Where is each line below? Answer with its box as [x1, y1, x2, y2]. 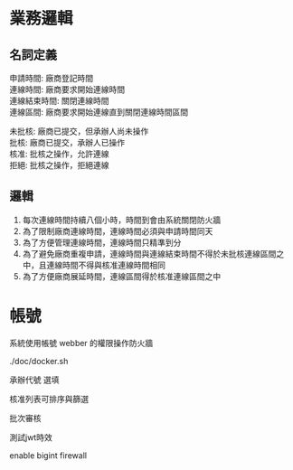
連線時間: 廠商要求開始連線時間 [9, 84, 125, 95]
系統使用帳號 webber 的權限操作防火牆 [9, 337, 154, 348]
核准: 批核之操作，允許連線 [9, 148, 109, 159]
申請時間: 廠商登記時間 [9, 73, 93, 83]
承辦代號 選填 [9, 374, 60, 385]
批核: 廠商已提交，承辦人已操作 [9, 137, 125, 147]
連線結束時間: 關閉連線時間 [9, 96, 109, 106]
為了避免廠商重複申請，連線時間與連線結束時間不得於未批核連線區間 [22, 248, 277, 258]
